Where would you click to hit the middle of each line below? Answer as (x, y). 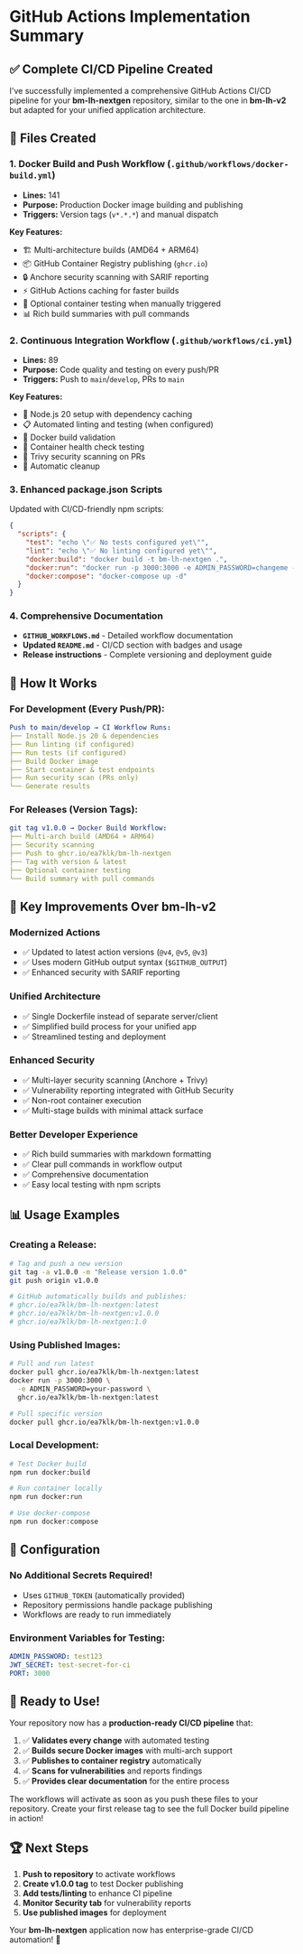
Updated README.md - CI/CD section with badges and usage (133, 645)
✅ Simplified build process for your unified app (109, 1026)
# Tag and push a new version (66, 1263)
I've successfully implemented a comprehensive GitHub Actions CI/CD (140, 91)
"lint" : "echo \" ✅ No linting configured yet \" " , (122, 551)
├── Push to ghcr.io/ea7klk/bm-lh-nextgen (90, 854)
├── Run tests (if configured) (68, 753)
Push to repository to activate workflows (99, 1875)
